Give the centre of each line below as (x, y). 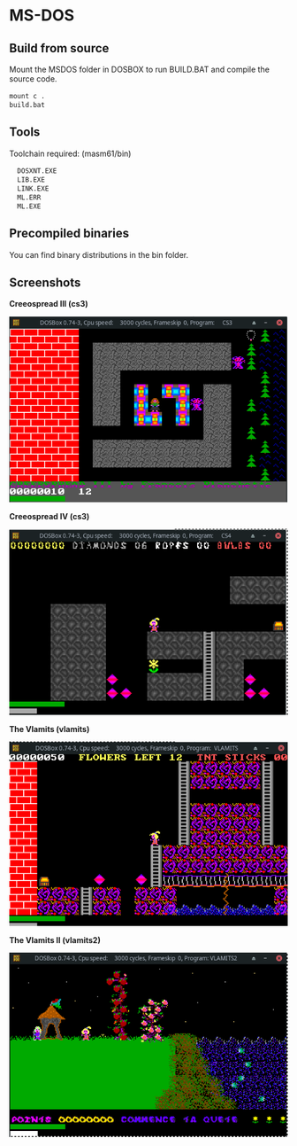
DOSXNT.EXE (37, 171)
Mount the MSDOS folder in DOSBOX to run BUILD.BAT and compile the (139, 69)
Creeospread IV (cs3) (49, 517)
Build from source (59, 48)
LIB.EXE (31, 179)
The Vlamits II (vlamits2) (55, 940)
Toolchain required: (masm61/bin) (70, 153)
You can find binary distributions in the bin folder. (99, 254)
